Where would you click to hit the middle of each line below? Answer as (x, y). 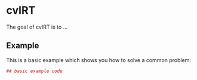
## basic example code (34, 71)
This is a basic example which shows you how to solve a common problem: (98, 60)
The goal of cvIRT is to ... (37, 27)
